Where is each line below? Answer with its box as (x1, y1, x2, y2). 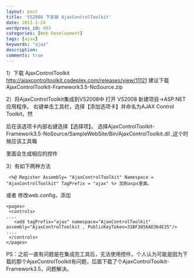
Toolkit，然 (6, 110, 33, 117)
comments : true (6, 52, 44, 58)
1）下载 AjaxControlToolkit (6, 69, 70, 77)
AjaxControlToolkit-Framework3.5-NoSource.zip (6, 83, 123, 90)
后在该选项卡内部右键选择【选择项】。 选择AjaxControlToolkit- (6, 123, 155, 130)
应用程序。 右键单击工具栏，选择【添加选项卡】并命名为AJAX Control (6, 102, 175, 110)
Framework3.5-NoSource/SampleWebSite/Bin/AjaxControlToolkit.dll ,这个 (6, 130, 183, 137)
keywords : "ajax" (6, 42, 49, 48)
